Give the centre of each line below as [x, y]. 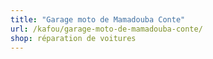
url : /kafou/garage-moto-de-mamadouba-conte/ [106, 29]
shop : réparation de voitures [73, 38]
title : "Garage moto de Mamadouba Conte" [98, 19]
